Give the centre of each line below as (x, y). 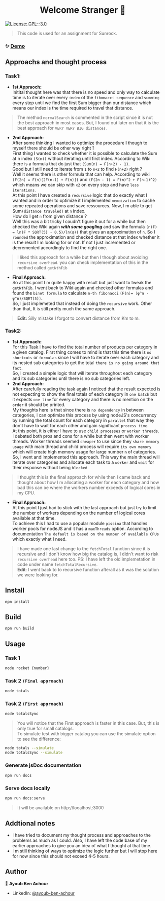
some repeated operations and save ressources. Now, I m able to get (82, 206)
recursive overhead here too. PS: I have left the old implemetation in (86, 559)
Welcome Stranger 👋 (83, 10)
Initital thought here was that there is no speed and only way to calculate (86, 92)
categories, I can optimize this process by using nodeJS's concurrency (84, 415)
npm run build (20, 629)
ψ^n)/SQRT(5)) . (27, 298)
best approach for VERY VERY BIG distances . (62, 128)
